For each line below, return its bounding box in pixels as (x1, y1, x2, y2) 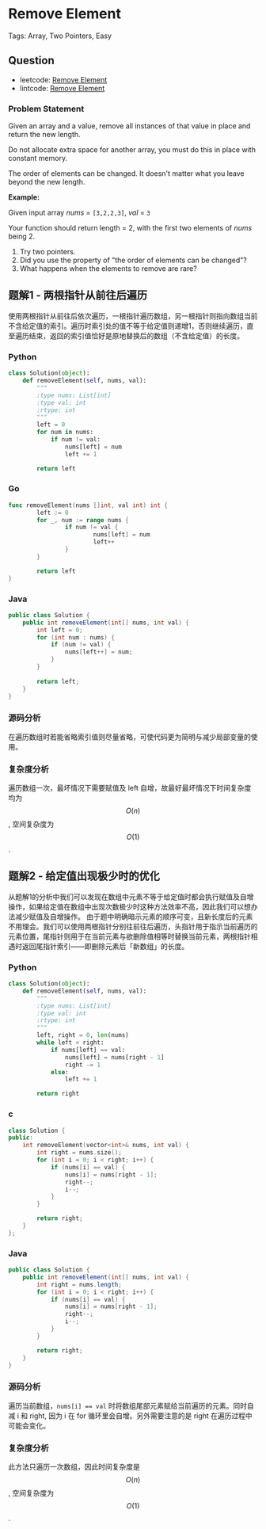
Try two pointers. (19, 247, 76, 257)
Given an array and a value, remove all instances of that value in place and (8, 121, 251, 131)
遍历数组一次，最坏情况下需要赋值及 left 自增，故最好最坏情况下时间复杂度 (8, 783, 252, 792)
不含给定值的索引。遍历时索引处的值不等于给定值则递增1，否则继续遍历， (8, 321, 247, 330)
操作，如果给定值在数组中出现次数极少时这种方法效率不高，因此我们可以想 (8, 902, 251, 911)
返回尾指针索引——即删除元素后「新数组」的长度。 (21, 941, 188, 951)
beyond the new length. (8, 177, 85, 187)
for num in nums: (36, 429, 93, 437)
